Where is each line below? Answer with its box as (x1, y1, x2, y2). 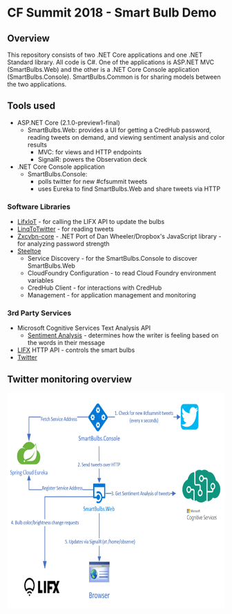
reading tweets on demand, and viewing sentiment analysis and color (27, 133, 225, 141)
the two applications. (7, 80, 67, 88)
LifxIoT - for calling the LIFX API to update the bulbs (17, 218, 165, 226)
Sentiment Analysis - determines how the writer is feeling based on (27, 331, 219, 339)
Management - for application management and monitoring (27, 291, 196, 299)
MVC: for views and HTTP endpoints (37, 147, 142, 156)
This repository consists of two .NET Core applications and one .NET (7, 50, 203, 59)
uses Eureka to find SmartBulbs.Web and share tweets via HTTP (37, 185, 221, 193)
